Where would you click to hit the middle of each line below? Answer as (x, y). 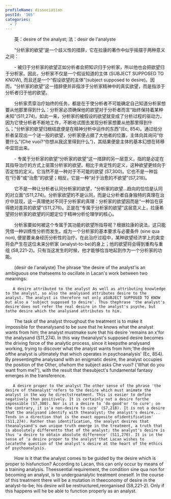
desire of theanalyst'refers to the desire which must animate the (78, 390)
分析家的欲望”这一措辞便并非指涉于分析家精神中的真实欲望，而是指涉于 (91, 86)
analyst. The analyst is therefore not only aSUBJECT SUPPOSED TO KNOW (83, 298)
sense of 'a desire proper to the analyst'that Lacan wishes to (75, 439)
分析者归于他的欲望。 (27, 93)
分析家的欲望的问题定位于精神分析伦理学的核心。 (65, 214)
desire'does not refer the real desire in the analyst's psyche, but (81, 307)
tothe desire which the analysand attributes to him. (64, 311)
